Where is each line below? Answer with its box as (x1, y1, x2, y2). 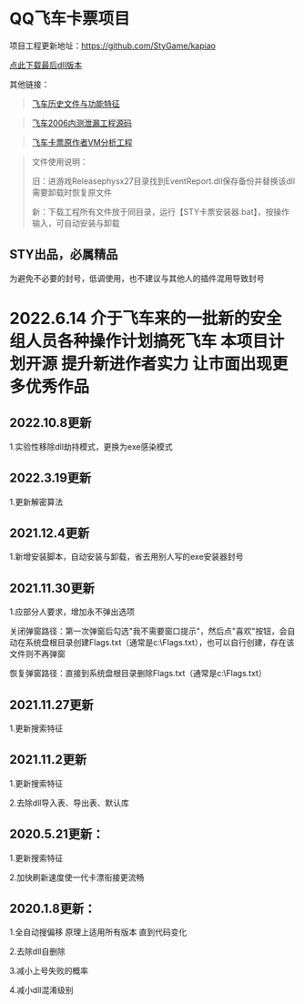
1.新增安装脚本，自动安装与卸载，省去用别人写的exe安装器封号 (9, 552, 244, 563)
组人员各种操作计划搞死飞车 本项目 (9, 330, 269, 351)
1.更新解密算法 (9, 496, 64, 507)
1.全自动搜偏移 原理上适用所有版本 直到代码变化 (9, 927, 187, 938)
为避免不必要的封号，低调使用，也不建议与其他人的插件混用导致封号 (9, 272, 265, 283)
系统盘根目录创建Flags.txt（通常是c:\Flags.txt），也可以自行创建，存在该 (25, 637, 295, 648)
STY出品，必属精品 (9, 247, 118, 262)
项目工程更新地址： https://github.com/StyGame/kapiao (9, 40, 217, 51)
